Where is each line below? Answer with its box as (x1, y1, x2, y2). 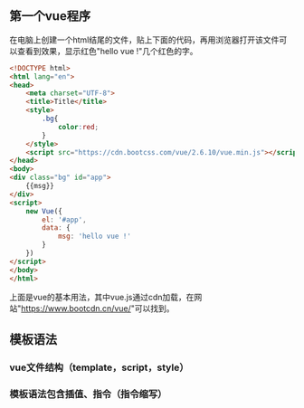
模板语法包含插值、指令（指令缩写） (9, 387, 167, 400)
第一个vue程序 (9, 8, 91, 24)
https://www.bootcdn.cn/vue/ (21, 302, 131, 314)
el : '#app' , (42, 215, 88, 224)
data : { (42, 223, 71, 232)
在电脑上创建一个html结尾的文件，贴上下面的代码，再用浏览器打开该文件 (9, 34, 280, 45)
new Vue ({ (25, 206, 63, 215)
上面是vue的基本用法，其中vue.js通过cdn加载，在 (9, 291, 195, 302)
